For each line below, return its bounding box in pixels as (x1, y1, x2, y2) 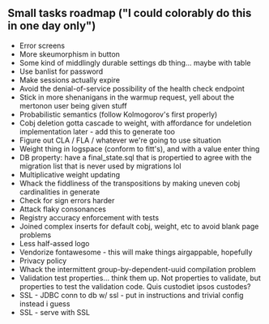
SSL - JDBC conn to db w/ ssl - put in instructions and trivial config (19, 290, 244, 300)
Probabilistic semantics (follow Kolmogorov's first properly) (19, 109, 218, 119)
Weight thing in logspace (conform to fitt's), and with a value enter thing (19, 143, 260, 153)
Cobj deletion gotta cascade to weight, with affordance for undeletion (19, 117, 252, 128)
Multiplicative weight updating (19, 169, 121, 179)
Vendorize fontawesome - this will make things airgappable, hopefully (19, 247, 253, 257)
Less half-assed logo (19, 238, 90, 248)
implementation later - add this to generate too (19, 126, 176, 136)
